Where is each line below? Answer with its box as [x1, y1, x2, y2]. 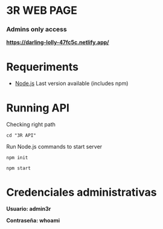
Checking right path [6, 121, 56, 128]
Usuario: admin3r [6, 205, 51, 213]
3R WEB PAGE [6, 4, 77, 17]
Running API [6, 101, 69, 114]
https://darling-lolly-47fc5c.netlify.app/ [6, 39, 110, 46]
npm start [6, 165, 31, 172]
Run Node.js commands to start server [6, 143, 103, 151]
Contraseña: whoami [6, 217, 60, 224]
